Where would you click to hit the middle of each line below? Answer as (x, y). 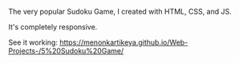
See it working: (33, 42)
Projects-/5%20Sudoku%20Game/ (66, 51)
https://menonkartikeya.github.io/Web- (124, 42)
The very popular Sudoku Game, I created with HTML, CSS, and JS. (120, 12)
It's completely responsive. (53, 27)
